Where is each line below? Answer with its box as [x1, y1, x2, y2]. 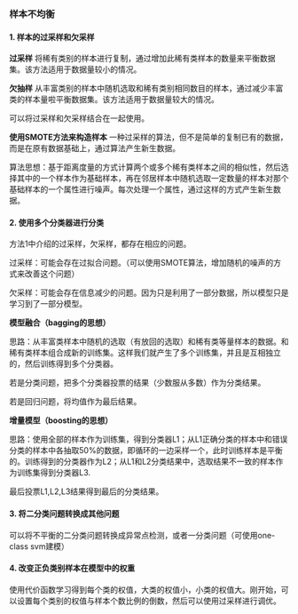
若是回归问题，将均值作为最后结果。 [9, 396, 142, 407]
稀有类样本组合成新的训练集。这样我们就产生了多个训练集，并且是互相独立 [9, 347, 281, 358]
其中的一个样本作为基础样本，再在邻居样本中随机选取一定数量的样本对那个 [16, 173, 289, 184]
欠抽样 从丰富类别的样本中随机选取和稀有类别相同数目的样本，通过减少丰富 [9, 83, 284, 94]
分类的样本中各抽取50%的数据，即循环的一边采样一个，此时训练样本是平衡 [9, 445, 283, 456]
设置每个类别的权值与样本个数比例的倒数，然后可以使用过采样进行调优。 [16, 595, 281, 606]
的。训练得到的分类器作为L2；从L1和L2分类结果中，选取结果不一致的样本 [9, 456, 276, 467]
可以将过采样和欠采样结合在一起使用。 [9, 113, 149, 124]
